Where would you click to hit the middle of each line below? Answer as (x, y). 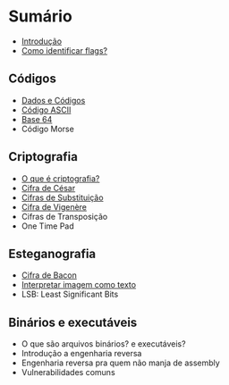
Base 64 (37, 119)
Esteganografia (52, 253)
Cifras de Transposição (64, 216)
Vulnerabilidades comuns (68, 372)
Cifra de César (48, 188)
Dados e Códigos (53, 100)
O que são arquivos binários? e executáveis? (103, 344)
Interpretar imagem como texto (78, 285)
